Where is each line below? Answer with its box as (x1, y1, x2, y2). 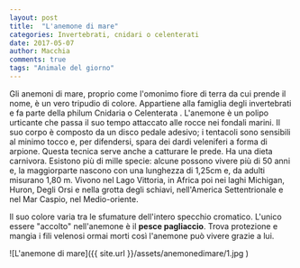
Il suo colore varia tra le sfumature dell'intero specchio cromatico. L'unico (9, 211, 282, 222)
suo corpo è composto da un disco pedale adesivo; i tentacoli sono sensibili (9, 126, 291, 137)
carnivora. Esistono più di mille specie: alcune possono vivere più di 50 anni (9, 155, 291, 166)
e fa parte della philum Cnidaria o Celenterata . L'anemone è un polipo (9, 107, 268, 118)
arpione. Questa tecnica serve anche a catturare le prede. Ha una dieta (9, 145, 273, 156)
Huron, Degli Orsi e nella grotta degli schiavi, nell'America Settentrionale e (9, 184, 284, 195)
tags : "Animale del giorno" (9, 64, 115, 73)
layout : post (9, 13, 59, 23)
